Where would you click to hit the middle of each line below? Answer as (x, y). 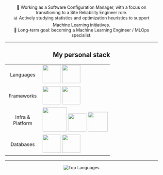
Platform (23, 123)
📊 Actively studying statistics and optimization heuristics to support (81, 18)
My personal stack (81, 55)
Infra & (23, 117)
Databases (23, 144)
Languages (23, 75)
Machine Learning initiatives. (81, 25)
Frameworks (23, 95)
